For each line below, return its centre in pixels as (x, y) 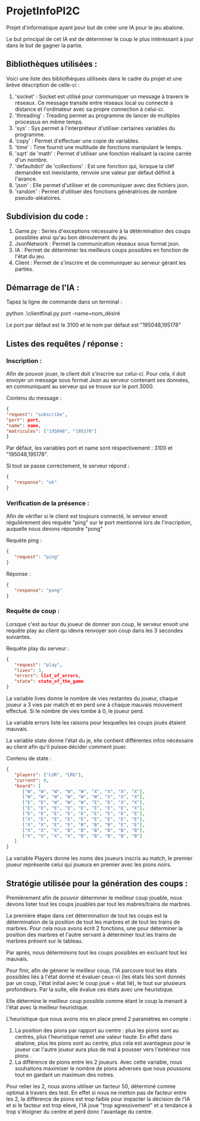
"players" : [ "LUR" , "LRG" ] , (49, 775)
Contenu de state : (29, 758)
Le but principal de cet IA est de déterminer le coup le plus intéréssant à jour (100, 39)
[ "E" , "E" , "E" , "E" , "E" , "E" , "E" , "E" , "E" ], (83, 814)
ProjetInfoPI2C (43, 11)
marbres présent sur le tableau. (45, 941)
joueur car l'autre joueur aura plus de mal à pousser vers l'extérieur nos (102, 1049)
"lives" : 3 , (29, 670)
